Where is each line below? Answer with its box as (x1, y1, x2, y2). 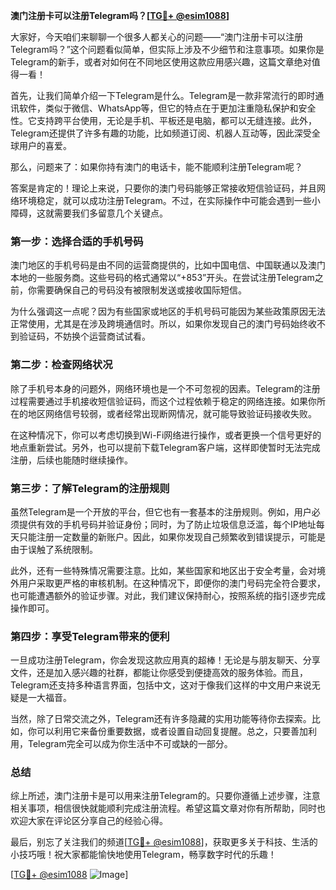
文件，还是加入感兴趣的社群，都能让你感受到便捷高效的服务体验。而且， (10, 667, 308, 679)
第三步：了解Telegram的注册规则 (10, 481, 170, 495)
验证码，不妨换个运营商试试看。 (18, 330, 151, 343)
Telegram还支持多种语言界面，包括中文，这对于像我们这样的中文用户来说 (10, 679, 312, 691)
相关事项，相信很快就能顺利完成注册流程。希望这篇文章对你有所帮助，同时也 (10, 802, 326, 814)
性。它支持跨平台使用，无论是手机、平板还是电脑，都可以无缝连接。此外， (10, 115, 317, 126)
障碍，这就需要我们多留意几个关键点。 (10, 207, 168, 219)
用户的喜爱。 (18, 140, 72, 151)
